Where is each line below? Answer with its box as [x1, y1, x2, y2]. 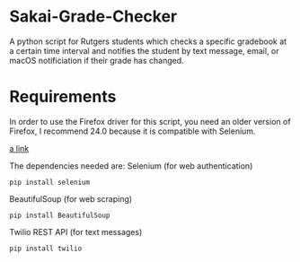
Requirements [9, 87, 117, 107]
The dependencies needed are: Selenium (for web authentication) [9, 160, 253, 171]
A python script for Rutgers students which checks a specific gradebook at [9, 36, 287, 47]
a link [9, 143, 30, 153]
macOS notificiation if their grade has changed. [9, 55, 184, 65]
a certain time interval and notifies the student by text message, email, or [9, 45, 280, 56]
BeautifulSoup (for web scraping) [9, 193, 133, 204]
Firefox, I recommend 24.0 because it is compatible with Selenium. [9, 126, 256, 136]
